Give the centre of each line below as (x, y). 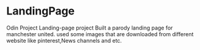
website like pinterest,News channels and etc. (64, 40)
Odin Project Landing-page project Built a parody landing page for (90, 28)
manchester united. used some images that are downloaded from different (100, 34)
